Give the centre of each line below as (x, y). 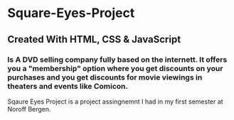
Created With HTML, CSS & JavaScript (94, 39)
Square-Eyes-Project (71, 13)
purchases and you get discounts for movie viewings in (105, 77)
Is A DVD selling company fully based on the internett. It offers (117, 60)
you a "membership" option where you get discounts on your (115, 68)
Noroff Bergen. (29, 109)
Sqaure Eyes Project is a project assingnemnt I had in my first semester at (115, 102)
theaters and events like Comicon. (68, 86)
